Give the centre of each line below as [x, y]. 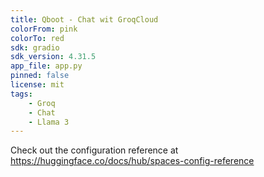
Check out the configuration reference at [94, 150]
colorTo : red [37, 38]
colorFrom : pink [44, 29]
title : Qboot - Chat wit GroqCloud [84, 19]
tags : [21, 94]
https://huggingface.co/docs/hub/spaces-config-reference [132, 161]
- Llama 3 [49, 122]
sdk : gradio [35, 47]
